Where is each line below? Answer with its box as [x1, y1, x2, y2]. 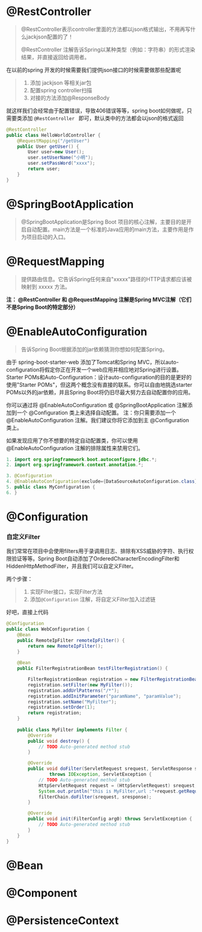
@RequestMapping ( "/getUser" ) [17, 138, 90, 144]
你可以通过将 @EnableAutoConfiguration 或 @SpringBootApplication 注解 [6, 401, 188, 408]
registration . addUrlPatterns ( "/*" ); [28, 687, 120, 694]
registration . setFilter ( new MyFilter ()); [28, 682, 133, 688]
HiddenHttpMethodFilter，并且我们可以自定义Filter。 [6, 563, 137, 570]
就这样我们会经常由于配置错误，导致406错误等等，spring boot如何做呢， [6, 107, 188, 114]
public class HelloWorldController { [6, 132, 101, 138]
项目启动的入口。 [26, 233, 69, 240]
